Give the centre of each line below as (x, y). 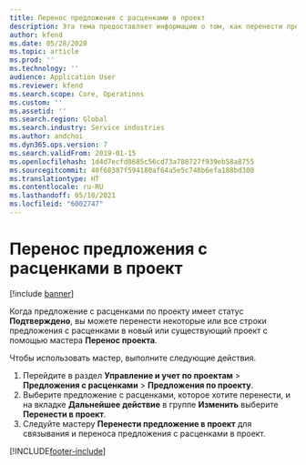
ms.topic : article (44, 52)
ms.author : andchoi (46, 136)
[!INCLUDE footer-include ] (58, 450)
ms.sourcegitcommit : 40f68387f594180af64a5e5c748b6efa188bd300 (132, 170)
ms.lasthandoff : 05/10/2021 (63, 196)
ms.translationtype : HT (55, 178)
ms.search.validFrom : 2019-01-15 (73, 153)
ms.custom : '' (36, 102)
